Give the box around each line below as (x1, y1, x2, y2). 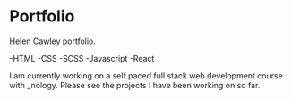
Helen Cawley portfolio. (9, 36, 97, 46)
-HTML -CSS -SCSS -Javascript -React (9, 53, 155, 63)
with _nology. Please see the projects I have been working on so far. (9, 79, 261, 90)
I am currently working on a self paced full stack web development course (9, 70, 284, 81)
